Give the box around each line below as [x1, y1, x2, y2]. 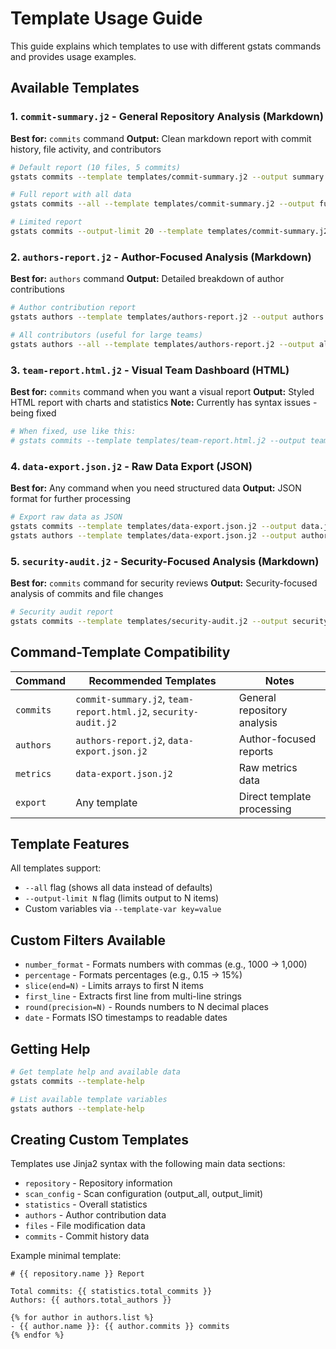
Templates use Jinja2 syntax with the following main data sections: [10, 1158, 286, 1170]
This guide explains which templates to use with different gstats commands [10, 40, 322, 52]
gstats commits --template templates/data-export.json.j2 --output [10, 521, 298, 531]
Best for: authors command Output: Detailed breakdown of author [10, 273, 285, 285]
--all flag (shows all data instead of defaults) [24, 882, 213, 894]
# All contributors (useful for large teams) [10, 330, 203, 340]
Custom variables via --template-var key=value [24, 903, 222, 915]
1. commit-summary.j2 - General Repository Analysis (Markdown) [10, 110, 324, 124]
